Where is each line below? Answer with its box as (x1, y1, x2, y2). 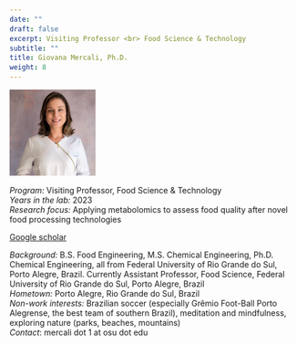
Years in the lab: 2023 (9, 194, 93, 205)
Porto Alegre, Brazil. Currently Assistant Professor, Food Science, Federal (9, 269, 285, 280)
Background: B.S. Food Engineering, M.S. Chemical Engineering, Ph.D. (9, 249, 274, 260)
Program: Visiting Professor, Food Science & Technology (9, 185, 222, 196)
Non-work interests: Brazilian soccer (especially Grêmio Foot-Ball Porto (9, 298, 278, 309)
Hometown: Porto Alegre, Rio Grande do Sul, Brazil (9, 288, 200, 299)
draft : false (9, 24, 59, 34)
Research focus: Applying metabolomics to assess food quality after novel (9, 204, 289, 215)
